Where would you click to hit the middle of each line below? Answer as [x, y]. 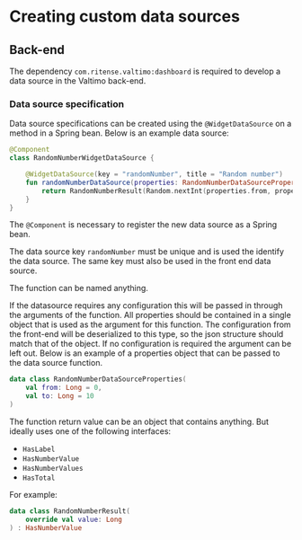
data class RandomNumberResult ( [70, 511]
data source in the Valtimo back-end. [78, 81]
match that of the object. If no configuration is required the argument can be [151, 344]
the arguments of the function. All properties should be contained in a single [151, 315]
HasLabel [39, 449]
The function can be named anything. [79, 288]
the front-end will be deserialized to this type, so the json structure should [147, 334]
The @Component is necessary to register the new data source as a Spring [143, 225]
